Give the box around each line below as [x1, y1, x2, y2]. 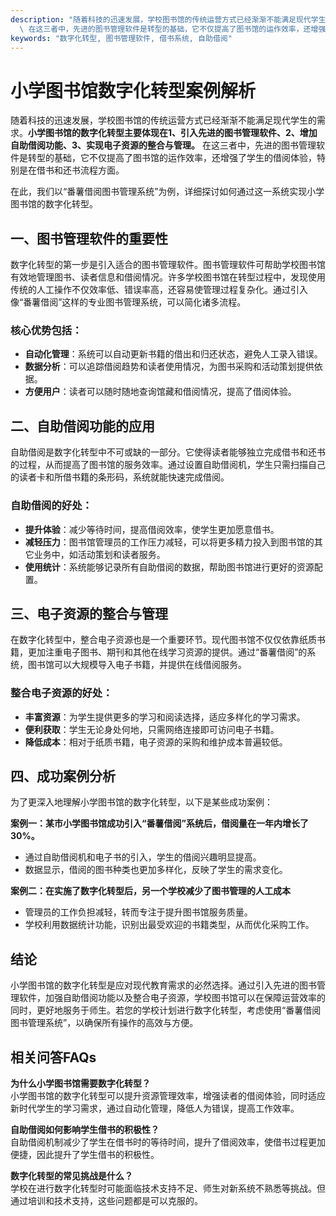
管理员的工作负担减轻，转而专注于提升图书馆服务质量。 [24, 906, 253, 918]
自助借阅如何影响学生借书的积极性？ [10, 1124, 160, 1136]
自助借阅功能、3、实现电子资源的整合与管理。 [10, 139, 201, 151]
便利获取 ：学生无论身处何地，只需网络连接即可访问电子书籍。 [24, 723, 280, 735]
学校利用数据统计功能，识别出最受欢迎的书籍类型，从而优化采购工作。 [24, 919, 315, 931]
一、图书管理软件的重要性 [10, 230, 168, 247]
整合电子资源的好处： [10, 686, 113, 700]
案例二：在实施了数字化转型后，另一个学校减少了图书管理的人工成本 [10, 885, 291, 897]
